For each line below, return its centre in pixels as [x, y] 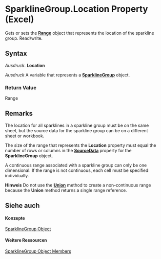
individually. [17, 175]
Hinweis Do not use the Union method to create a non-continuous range [78, 185]
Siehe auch [22, 206]
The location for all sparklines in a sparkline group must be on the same [77, 125]
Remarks [19, 114]
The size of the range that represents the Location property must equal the [80, 145]
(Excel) [20, 19]
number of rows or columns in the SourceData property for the [68, 150]
